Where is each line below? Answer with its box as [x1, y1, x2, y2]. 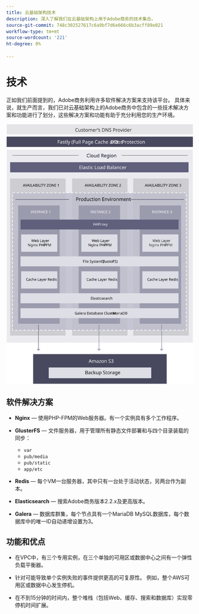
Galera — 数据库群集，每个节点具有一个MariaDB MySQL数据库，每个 [14, 510, 184, 518]
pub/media [23, 453, 49, 460]
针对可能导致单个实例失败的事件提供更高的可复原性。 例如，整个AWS [14, 574, 185, 581]
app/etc [23, 466, 43, 472]
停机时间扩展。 [14, 601, 52, 609]
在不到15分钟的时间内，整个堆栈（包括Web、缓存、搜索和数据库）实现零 [14, 594, 193, 601]
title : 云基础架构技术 [6, 10, 56, 15]
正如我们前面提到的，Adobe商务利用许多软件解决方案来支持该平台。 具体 [6, 96, 185, 104]
